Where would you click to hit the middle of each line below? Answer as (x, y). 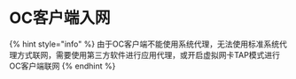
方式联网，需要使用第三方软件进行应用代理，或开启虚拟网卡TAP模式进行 (148, 54)
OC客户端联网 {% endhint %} (62, 66)
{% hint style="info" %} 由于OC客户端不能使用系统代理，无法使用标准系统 (144, 44)
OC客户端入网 (60, 18)
